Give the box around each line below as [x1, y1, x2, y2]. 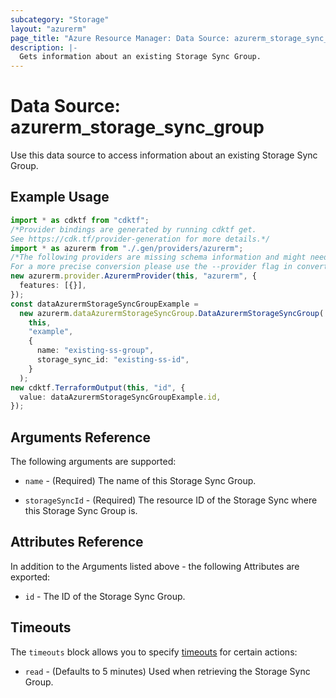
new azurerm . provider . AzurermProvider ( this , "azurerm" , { [10, 271, 257, 281]
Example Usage [10, 189, 110, 206]
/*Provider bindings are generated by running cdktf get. [10, 224, 257, 235]
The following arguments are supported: [10, 456, 177, 468]
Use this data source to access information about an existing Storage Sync [10, 149, 318, 161]
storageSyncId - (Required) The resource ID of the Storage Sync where [24, 494, 318, 506]
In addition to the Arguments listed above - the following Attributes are [10, 560, 300, 572]
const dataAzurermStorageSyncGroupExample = [10, 299, 199, 309]
